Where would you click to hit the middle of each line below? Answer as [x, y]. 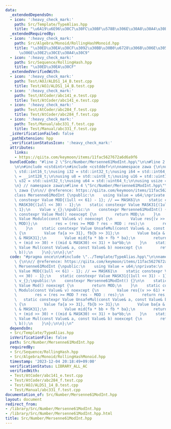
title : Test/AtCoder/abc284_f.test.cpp [57, 115]
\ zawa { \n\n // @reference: [44, 190]
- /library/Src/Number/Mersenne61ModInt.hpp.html [59, 414]
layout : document [24, 399]
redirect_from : [21, 404]
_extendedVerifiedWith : [35, 72]
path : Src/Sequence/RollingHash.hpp [53, 62]
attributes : [23, 148]
